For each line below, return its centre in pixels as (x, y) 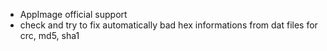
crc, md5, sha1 (49, 35)
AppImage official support (73, 14)
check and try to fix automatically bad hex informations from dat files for (168, 25)
